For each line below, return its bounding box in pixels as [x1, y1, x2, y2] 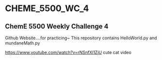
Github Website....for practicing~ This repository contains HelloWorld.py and [5, 35, 157, 41]
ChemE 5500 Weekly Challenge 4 [5, 22, 109, 30]
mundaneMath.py [5, 40, 40, 46]
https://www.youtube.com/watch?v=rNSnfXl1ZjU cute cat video [5, 49, 132, 55]
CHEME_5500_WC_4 [5, 3, 89, 14]
